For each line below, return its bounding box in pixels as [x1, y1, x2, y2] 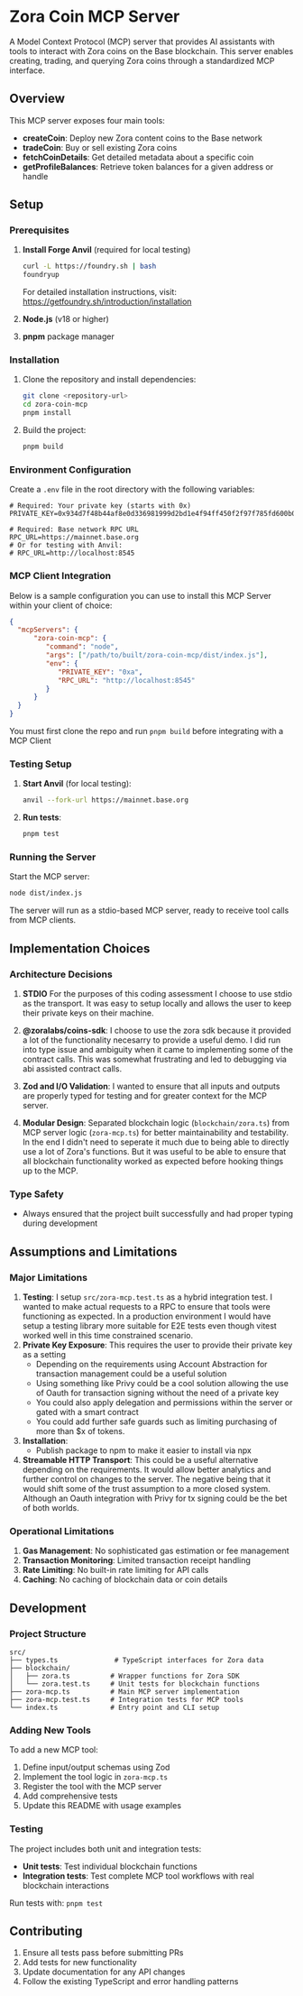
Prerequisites [9, 224, 69, 236]
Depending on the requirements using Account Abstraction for [35, 1358, 268, 1369]
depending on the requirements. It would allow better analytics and [22, 1464, 272, 1475]
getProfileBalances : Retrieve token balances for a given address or [22, 161, 273, 172]
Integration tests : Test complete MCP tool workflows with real [22, 1870, 254, 1881]
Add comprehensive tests [22, 1790, 118, 1801]
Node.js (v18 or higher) [22, 314, 110, 325]
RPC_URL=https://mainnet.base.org [9, 533, 140, 542]
